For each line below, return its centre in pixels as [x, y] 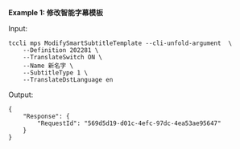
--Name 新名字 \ [48, 66]
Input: [18, 28]
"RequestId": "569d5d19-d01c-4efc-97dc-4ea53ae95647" [129, 123]
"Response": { [46, 116]
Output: [21, 95]
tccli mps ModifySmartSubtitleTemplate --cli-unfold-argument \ [120, 43]
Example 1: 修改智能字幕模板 [56, 12]
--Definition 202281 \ [61, 50]
